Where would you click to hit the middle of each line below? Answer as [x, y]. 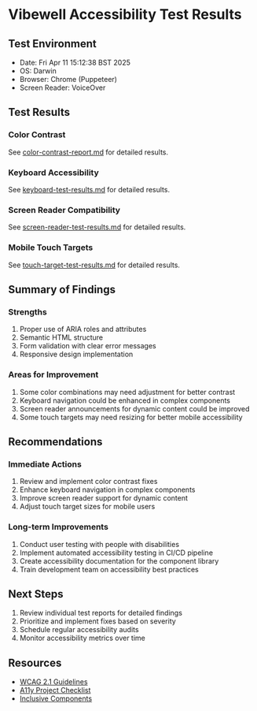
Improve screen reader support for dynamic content [104, 498]
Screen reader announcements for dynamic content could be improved [134, 408]
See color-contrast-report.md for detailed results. [88, 152]
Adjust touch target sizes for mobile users [87, 507]
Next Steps [36, 594]
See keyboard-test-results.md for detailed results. [89, 189]
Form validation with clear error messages [88, 346]
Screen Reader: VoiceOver [62, 87]
